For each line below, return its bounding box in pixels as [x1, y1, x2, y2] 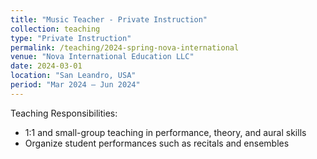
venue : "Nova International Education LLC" [10, 52, 195, 62]
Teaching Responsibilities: [10, 107, 118, 119]
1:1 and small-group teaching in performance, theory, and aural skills [24, 126, 307, 138]
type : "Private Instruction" [10, 33, 132, 43]
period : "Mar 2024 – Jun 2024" [10, 80, 141, 90]
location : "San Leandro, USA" [10, 71, 137, 81]
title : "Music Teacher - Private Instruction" [10, 14, 208, 25]
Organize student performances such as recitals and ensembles [24, 137, 290, 149]
